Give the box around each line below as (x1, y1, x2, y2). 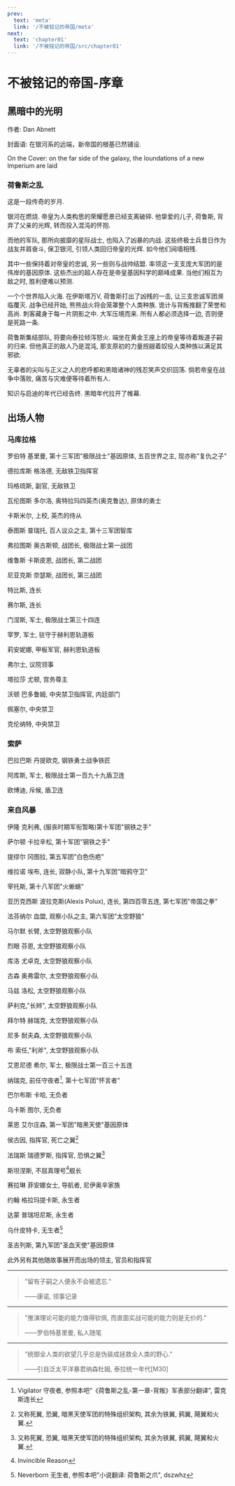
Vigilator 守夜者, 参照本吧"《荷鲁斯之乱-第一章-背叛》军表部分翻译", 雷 (17, 1386, 220, 1394)
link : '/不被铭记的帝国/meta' (13, 23, 94, 30)
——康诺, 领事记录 (24, 1292, 78, 1300)
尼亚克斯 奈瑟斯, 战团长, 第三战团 (7, 570, 102, 579)
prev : (7, 10, 23, 18)
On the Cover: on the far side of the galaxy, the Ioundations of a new (7, 154, 205, 162)
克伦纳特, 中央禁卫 (7, 720, 60, 728)
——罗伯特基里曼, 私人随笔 (24, 1328, 102, 1337)
